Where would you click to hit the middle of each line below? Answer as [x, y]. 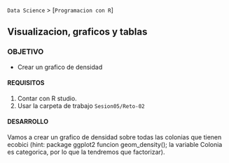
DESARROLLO [28, 122]
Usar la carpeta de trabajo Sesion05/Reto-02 [81, 106]
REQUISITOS [26, 83]
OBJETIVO [26, 52]
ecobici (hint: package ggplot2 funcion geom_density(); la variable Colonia [115, 145]
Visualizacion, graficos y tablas [77, 32]
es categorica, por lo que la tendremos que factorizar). [86, 152]
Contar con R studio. [47, 98]
